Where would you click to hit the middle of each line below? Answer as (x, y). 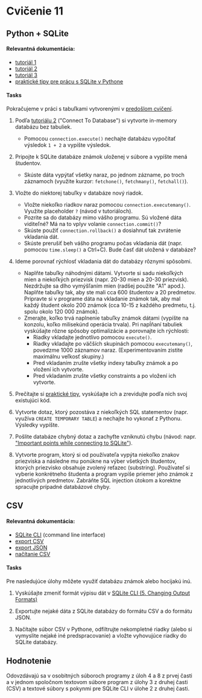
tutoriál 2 (26, 68)
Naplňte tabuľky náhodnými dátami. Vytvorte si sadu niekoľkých (104, 273)
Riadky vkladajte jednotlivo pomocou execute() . (92, 337)
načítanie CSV (33, 554)
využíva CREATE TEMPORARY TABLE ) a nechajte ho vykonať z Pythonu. (98, 418)
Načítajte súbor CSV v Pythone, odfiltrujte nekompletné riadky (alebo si (103, 629)
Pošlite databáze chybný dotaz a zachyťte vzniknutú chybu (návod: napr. (106, 436)
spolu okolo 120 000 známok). (62, 311)
